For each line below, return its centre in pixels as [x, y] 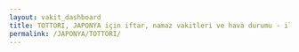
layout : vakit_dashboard [55, 17]
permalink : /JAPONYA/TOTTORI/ [65, 33]
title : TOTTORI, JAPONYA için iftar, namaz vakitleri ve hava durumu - [145, 26]
